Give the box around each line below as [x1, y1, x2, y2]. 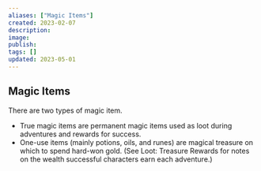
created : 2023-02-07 [8, 19, 77, 27]
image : [8, 33, 30, 42]
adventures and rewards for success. [19, 129, 142, 139]
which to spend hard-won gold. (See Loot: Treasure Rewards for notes [19, 146, 250, 155]
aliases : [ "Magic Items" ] [8, 11, 93, 20]
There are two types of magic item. [8, 106, 123, 115]
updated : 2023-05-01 [8, 56, 77, 64]
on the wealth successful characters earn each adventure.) [19, 154, 213, 164]
